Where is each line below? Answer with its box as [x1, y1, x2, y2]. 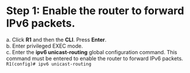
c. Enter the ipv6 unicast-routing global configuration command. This [6, 48, 178, 55]
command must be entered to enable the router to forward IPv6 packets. [6, 55, 183, 62]
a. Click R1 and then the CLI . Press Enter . [6, 36, 107, 43]
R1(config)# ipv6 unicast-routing [6, 61, 92, 67]
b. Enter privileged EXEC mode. [6, 42, 83, 49]
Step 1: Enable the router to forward [6, 4, 185, 18]
